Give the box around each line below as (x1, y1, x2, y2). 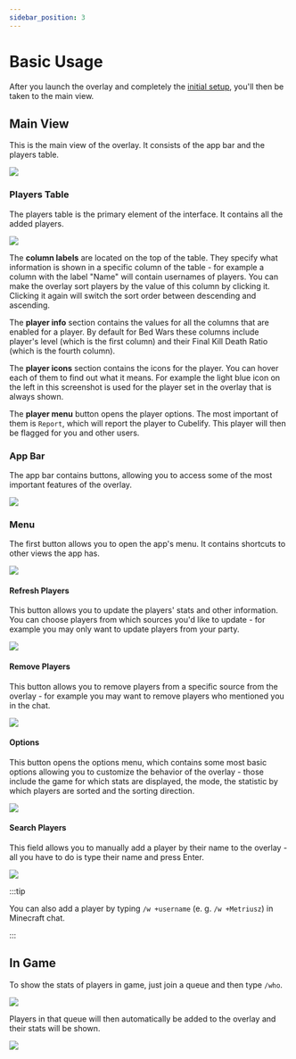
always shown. (9, 391, 64, 401)
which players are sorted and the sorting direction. (9, 785, 195, 796)
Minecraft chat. (9, 913, 65, 923)
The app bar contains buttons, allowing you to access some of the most (9, 469, 273, 480)
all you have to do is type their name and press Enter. (9, 852, 205, 863)
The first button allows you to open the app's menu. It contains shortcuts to (9, 539, 286, 550)
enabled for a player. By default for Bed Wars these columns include (9, 327, 260, 337)
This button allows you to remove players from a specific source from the (9, 681, 278, 691)
